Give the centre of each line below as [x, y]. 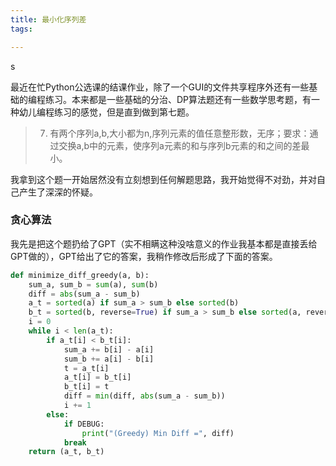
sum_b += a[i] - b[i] [109, 359]
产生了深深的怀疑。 [58, 192]
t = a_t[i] [86, 368]
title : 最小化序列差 [48, 19]
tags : [21, 29]
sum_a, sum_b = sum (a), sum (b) [93, 284]
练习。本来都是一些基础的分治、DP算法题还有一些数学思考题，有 [178, 99]
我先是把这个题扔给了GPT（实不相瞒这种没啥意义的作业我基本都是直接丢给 [164, 243]
